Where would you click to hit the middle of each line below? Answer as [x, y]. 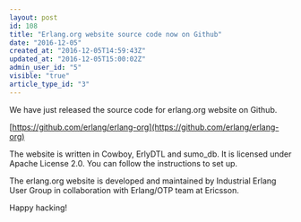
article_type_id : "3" [50, 84]
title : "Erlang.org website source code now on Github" [116, 34]
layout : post [34, 17]
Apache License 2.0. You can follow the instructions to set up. [124, 163]
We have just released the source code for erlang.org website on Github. [143, 109]
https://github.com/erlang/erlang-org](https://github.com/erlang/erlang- [146, 127]
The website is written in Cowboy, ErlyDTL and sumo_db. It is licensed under [150, 154]
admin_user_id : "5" [46, 68]
